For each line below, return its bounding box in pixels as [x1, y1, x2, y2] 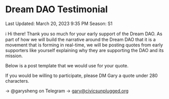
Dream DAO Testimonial [5, 4, 108, 15]
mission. [5, 53, 23, 59]
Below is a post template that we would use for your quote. [5, 62, 129, 68]
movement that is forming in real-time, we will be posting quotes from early [5, 42, 163, 48]
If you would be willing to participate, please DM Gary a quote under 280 [5, 72, 158, 79]
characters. [5, 78, 30, 84]
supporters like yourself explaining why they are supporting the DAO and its [5, 47, 164, 53]
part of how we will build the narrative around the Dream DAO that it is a [5, 36, 156, 42]
